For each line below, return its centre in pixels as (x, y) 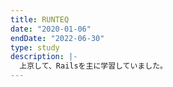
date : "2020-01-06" (51, 29)
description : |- (44, 57)
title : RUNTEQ (40, 19)
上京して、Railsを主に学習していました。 (93, 66)
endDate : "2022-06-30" (57, 38)
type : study (35, 47)
